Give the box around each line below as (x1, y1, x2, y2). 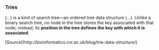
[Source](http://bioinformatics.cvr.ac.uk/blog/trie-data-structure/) (5, 39, 138, 45)
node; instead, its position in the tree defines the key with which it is (5, 25, 145, 31)
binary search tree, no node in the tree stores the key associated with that (5, 20, 154, 25)
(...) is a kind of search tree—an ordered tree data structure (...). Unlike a (5, 15, 151, 21)
